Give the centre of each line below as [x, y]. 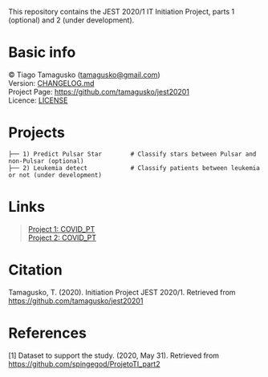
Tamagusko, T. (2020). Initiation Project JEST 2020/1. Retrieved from [122, 292]
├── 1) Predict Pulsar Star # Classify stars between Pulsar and [132, 154]
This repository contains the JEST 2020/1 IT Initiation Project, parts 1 [122, 12]
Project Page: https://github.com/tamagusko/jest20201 [99, 91]
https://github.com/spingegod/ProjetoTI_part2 [84, 363]
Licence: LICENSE [38, 100]
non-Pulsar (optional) [46, 161]
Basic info [42, 53]
